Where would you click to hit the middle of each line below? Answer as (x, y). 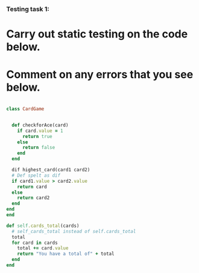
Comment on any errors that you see (100, 75)
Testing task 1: (28, 9)
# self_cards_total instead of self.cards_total (74, 231)
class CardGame (25, 109)
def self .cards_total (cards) (43, 226)
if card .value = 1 (40, 131)
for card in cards (35, 243)
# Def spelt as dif (36, 175)
